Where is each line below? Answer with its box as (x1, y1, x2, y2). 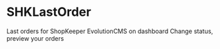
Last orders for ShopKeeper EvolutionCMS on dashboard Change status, (6, 27, 214, 35)
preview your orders (6, 34, 64, 42)
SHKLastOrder (6, 4, 91, 20)
